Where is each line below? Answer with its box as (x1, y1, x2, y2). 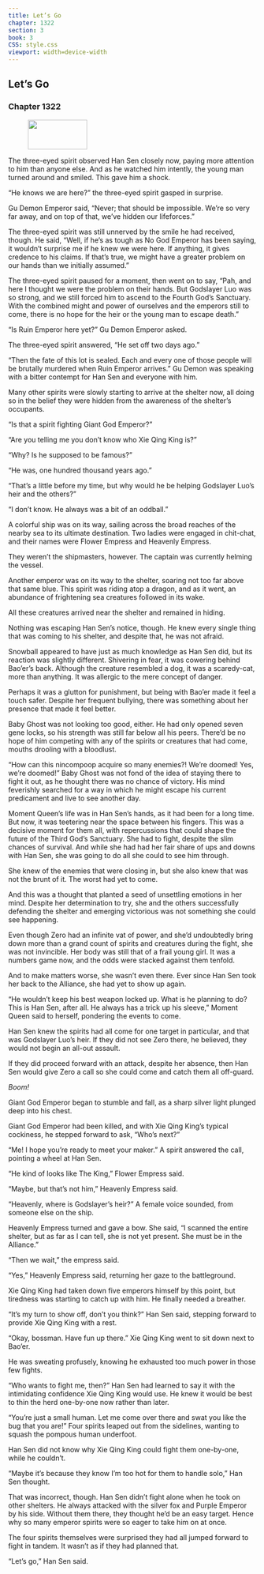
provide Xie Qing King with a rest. (8, 1317, 117, 1327)
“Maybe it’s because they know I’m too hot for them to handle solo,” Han (8, 1468, 243, 1478)
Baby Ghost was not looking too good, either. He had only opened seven (8, 719, 244, 729)
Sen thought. (8, 1477, 50, 1486)
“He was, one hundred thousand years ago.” (8, 465, 152, 475)
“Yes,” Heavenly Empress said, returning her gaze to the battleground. (8, 1270, 236, 1280)
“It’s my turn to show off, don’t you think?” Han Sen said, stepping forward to (8, 1309, 257, 1319)
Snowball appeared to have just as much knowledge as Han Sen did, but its (8, 646, 253, 656)
